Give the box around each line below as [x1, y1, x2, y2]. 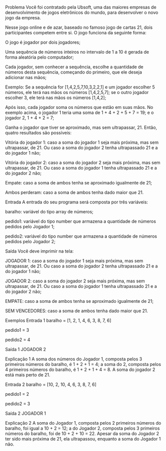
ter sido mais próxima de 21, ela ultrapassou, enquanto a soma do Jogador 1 [5, 436, 161, 442]
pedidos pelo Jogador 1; [5, 224, 55, 229]
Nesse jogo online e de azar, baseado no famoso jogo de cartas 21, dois [5, 24, 153, 30]
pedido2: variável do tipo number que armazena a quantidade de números [5, 233, 158, 239]
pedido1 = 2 [5, 391, 29, 397]
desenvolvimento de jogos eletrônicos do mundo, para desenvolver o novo [5, 9, 159, 15]
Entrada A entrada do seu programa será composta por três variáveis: [5, 199, 148, 205]
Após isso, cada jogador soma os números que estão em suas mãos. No [5, 104, 153, 110]
